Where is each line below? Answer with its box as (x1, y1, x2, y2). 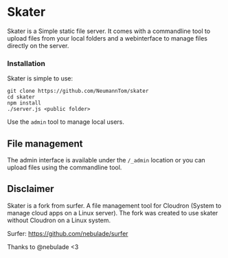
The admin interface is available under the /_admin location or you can (7, 156, 206, 164)
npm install (7, 100, 41, 107)
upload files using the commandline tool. (7, 163, 122, 172)
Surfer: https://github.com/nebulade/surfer (7, 229, 128, 237)
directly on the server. (7, 41, 69, 50)
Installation (7, 58, 46, 68)
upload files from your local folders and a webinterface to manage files (7, 34, 208, 42)
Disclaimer (7, 183, 54, 195)
